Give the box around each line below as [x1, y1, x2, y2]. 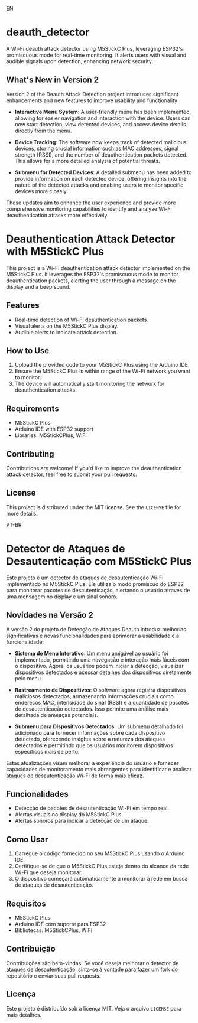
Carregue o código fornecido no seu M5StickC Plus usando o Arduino [14, 850, 185, 857]
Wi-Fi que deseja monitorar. [14, 869, 83, 876]
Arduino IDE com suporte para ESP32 [14, 920, 106, 927]
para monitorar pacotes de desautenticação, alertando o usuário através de [6, 587, 190, 594]
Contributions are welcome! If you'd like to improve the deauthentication [6, 464, 182, 471]
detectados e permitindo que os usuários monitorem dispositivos [14, 741, 173, 749]
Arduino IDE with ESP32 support [14, 425, 93, 433]
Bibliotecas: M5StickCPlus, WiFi [14, 927, 93, 934]
